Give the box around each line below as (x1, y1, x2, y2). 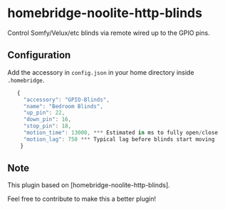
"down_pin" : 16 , (23, 116, 72, 123)
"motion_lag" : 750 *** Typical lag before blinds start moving (23, 135, 215, 143)
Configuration (7, 49, 71, 61)
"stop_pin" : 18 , (23, 122, 72, 130)
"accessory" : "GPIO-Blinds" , (23, 96, 110, 103)
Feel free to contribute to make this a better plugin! (7, 194, 157, 204)
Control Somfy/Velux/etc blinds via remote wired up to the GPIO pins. (7, 28, 210, 37)
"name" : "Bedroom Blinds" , (23, 103, 103, 110)
